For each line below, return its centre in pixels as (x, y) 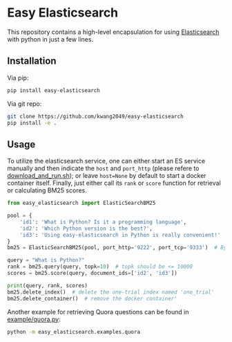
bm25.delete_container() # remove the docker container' (92, 298)
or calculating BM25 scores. (47, 190)
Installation (32, 61)
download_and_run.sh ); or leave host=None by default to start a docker (107, 176)
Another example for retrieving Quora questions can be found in (98, 312)
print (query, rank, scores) (48, 285)
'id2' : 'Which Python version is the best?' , (86, 228)
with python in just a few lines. (50, 39)
